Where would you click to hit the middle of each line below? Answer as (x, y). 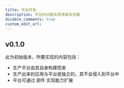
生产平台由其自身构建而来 (39, 68)
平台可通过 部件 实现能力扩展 (43, 80)
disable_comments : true (30, 19)
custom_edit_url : (24, 24)
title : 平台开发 (21, 10)
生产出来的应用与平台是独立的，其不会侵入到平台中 (66, 74)
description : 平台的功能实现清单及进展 (43, 15)
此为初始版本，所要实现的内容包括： (43, 57)
